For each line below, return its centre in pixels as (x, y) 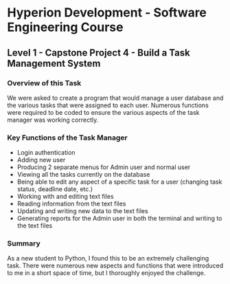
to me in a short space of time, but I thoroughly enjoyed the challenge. (106, 273)
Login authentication (46, 153)
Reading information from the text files (71, 204)
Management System (54, 63)
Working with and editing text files (66, 197)
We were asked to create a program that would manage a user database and (115, 98)
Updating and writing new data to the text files (83, 211)
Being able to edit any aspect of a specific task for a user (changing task (119, 182)
